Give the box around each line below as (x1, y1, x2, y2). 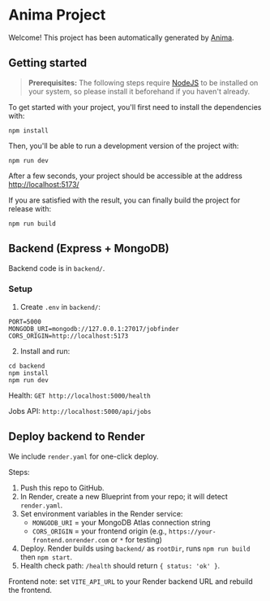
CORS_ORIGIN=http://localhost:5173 (8, 332, 129, 340)
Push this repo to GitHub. (19, 482, 105, 493)
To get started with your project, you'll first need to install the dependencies (8, 102, 262, 111)
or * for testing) (110, 534, 162, 544)
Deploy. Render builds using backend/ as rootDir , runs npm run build (19, 543, 251, 553)
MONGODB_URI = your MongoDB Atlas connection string (32, 517, 211, 527)
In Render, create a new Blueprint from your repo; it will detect (19, 491, 229, 501)
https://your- (169, 527, 216, 536)
